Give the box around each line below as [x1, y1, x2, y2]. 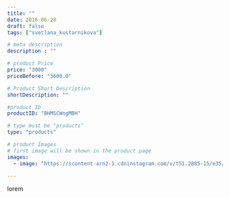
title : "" [7, 10, 36, 17]
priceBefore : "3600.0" [7, 72, 72, 79]
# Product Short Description [7, 85, 90, 92]
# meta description [7, 42, 63, 48]
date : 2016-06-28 [7, 16, 57, 23]
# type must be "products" [7, 122, 84, 130]
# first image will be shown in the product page [7, 147, 152, 154]
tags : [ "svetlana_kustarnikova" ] [7, 29, 103, 36]
